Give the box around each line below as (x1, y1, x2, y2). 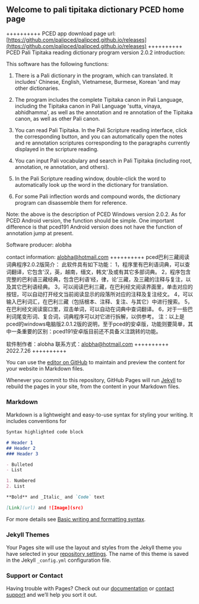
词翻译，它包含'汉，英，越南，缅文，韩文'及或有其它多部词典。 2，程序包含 (6, 268, 191, 276)
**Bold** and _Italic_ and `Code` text (6, 494, 105, 500)
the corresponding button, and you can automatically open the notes (14, 133, 183, 140)
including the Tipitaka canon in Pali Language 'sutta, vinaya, (14, 102, 162, 109)
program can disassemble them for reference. (14, 199, 128, 206)
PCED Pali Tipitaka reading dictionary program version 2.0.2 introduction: (6, 49, 185, 56)
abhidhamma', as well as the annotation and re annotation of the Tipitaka (14, 108, 193, 115)
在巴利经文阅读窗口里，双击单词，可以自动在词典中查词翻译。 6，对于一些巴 (6, 305, 193, 312)
